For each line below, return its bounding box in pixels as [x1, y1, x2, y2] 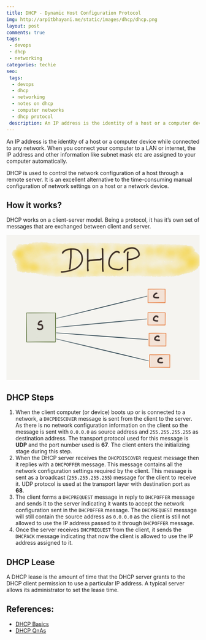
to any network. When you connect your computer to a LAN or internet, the [6, 144, 196, 152]
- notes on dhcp [12, 101, 53, 107]
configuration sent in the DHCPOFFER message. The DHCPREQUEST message [15, 507, 197, 514]
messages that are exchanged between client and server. [6, 223, 151, 230]
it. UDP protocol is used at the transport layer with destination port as [15, 480, 191, 488]
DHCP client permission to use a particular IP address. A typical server [6, 579, 185, 587]
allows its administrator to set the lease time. [6, 586, 119, 593]
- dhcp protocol [12, 114, 53, 120]
